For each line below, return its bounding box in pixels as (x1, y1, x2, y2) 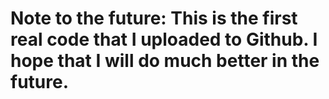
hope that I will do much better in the (10, 50, 320, 72)
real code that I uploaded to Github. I (10, 28, 318, 51)
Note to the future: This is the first (10, 7, 298, 30)
